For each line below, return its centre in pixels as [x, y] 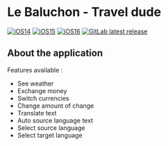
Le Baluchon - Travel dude [84, 12]
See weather [35, 83]
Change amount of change [56, 106]
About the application [55, 53]
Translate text [37, 113]
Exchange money [42, 90]
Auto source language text [55, 120]
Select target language [50, 135]
